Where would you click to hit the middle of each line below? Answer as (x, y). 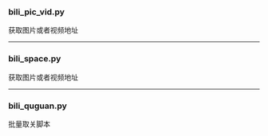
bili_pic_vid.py (37, 12)
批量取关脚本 (29, 124)
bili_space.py (35, 59)
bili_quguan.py (38, 106)
